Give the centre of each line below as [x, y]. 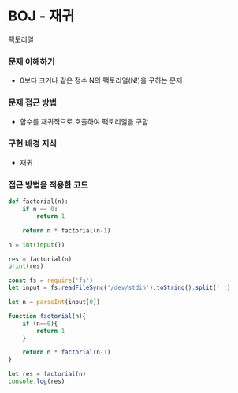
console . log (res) [37, 381]
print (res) [26, 266]
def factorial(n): [38, 202]
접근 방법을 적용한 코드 [48, 184]
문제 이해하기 [32, 61]
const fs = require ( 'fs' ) [50, 280]
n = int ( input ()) [37, 245]
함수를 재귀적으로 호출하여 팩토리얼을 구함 [84, 121]
